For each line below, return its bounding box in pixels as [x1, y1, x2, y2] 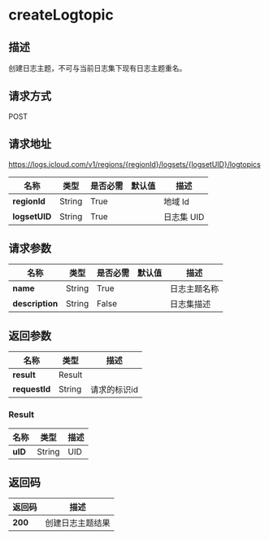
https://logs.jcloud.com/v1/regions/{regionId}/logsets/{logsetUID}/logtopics [8, 159, 262, 169]
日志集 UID [163, 211, 205, 222]
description [12, 298, 59, 310]
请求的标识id [90, 384, 138, 396]
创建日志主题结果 [45, 517, 111, 529]
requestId [12, 384, 51, 395]
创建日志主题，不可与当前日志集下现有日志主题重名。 [8, 64, 187, 72]
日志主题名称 [169, 283, 219, 295]
